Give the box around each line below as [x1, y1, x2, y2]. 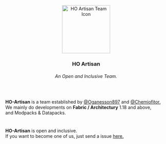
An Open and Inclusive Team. [55, 73, 117, 79]
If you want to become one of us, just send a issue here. [5, 133, 124, 139]
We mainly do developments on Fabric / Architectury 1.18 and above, [5, 105, 152, 111]
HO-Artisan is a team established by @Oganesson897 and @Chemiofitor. [5, 99, 161, 105]
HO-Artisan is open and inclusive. [5, 128, 77, 134]
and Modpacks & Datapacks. [5, 110, 66, 116]
